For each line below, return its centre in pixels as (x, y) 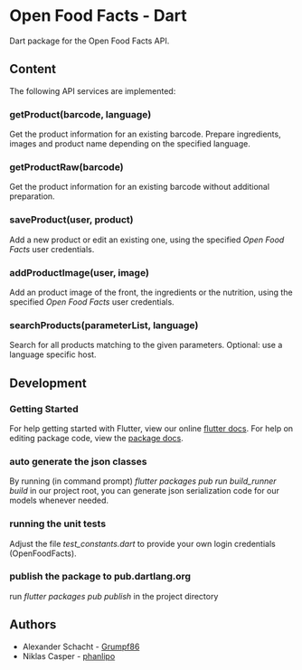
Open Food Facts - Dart (98, 16)
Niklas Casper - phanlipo (69, 656)
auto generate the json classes (78, 461)
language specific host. (53, 354)
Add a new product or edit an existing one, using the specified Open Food (147, 240)
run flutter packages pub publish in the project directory (114, 596)
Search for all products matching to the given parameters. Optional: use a (146, 345)
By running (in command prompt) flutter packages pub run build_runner (143, 481)
